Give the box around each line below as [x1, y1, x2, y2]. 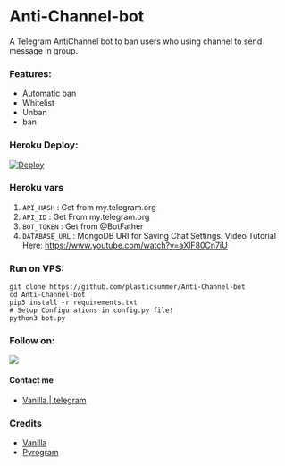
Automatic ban [21, 88, 77, 99]
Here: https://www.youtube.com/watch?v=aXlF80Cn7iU [21, 240, 228, 250]
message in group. [9, 45, 79, 55]
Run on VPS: [9, 262, 65, 275]
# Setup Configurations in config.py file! [9, 306, 174, 315]
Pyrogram [21, 446, 60, 457]
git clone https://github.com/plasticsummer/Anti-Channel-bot [9, 283, 246, 292]
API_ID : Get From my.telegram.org [21, 211, 150, 222]
